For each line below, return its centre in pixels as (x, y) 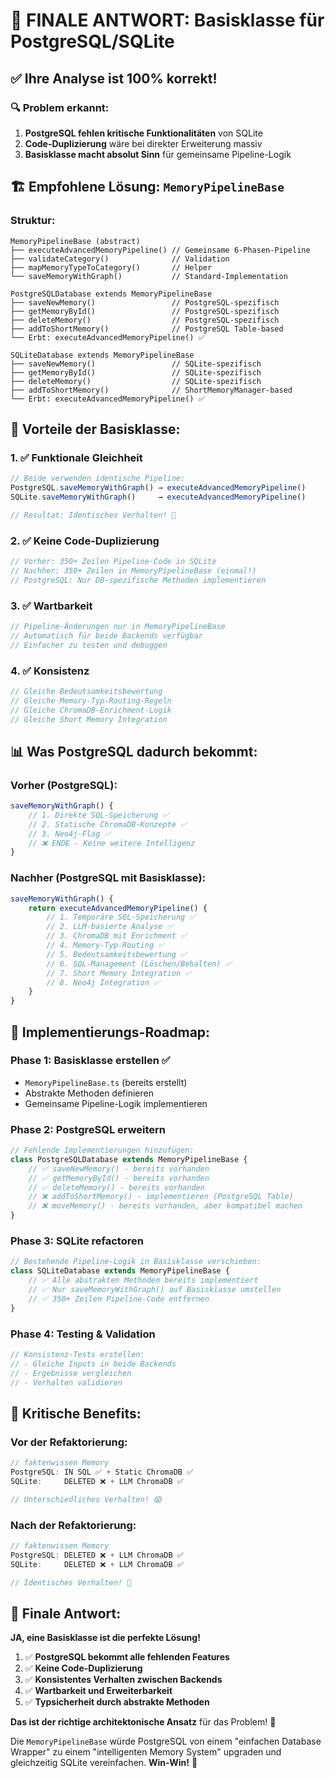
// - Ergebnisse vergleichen (71, 1373)
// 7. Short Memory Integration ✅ (119, 973)
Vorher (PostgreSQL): (64, 785)
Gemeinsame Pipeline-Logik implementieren (116, 1103)
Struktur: (33, 221)
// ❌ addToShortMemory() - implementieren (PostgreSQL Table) (161, 1197)
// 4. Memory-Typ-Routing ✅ (105, 945)
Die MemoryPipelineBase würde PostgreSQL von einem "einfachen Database (166, 1741)
